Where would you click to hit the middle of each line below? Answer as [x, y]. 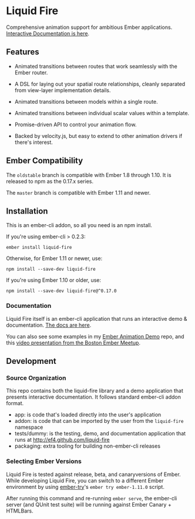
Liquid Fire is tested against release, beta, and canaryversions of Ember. [93, 474]
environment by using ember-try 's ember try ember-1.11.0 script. [85, 487]
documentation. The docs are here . [49, 325]
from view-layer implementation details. [63, 90]
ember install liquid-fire [39, 248]
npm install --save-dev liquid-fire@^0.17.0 [61, 291]
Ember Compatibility [45, 161]
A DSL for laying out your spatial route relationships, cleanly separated [100, 84]
